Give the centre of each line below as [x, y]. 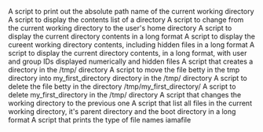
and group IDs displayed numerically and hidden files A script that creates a [131, 61]
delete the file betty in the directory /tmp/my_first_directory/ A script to [122, 86]
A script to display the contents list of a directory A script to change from [126, 20]
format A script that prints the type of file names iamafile [100, 120]
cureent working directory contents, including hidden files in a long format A [131, 45]
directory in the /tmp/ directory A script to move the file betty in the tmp [124, 70]
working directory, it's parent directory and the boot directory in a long [122, 112]
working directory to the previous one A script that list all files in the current [130, 103]
